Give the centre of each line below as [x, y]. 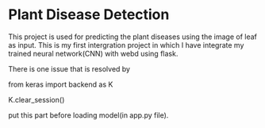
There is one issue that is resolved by [69, 68]
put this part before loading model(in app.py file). [88, 115]
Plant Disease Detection [89, 15]
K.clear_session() [36, 99]
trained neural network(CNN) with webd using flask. [93, 53]
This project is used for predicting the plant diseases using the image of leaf [133, 37]
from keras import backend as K [61, 84]
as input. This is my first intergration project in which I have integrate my [126, 45]
